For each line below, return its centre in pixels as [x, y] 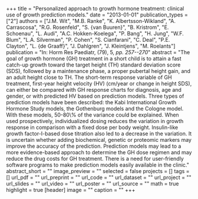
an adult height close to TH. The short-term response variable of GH [89, 77]
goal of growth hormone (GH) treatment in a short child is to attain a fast [94, 59]
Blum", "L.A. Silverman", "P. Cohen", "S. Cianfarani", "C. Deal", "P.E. [88, 40]
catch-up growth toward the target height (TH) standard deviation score [93, 65]
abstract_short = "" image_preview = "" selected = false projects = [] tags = [98, 171]
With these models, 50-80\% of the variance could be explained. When [93, 115]
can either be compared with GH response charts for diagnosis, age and [94, 90]
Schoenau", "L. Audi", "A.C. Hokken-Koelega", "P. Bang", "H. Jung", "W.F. [95, 34]
